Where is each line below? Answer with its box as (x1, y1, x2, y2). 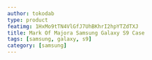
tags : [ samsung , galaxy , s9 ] (7, 36, 92, 43)
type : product (7, 17, 49, 23)
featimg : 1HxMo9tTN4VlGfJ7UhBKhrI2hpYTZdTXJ (7, 23, 139, 30)
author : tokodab (7, 10, 54, 17)
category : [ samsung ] (7, 42, 68, 49)
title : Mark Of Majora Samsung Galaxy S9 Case (7, 29, 145, 37)
